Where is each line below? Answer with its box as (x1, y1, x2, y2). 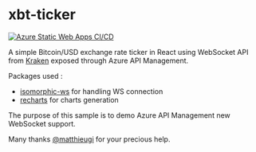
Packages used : (8, 71, 63, 80)
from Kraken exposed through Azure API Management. (8, 56, 189, 65)
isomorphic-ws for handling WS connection (19, 86, 163, 96)
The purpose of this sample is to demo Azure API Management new (8, 110, 231, 120)
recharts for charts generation (19, 95, 120, 104)
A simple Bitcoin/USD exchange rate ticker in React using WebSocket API (8, 47, 249, 57)
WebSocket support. (8, 119, 76, 128)
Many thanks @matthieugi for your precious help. (8, 134, 171, 144)
